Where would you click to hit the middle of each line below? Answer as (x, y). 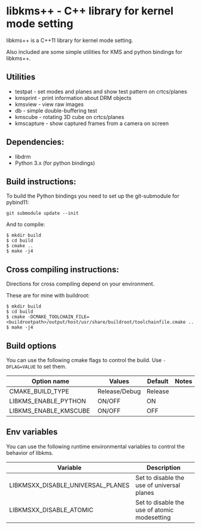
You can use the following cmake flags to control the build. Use (84, 360)
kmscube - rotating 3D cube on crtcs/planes (69, 117)
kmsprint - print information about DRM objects (73, 98)
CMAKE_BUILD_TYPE (39, 391)
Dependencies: (35, 142)
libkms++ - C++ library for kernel (90, 11)
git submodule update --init (42, 214)
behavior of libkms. (30, 452)
